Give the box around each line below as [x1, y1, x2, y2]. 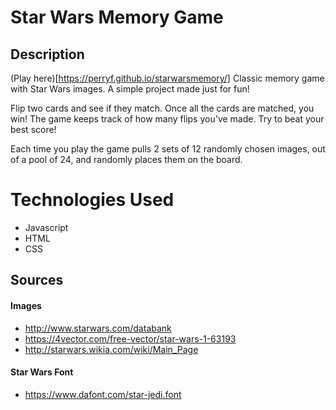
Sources [10, 272, 64, 289]
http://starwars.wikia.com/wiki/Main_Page [24, 343, 199, 355]
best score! [10, 124, 57, 135]
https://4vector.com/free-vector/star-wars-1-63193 [24, 332, 237, 345]
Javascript [24, 221, 69, 233]
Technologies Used [10, 189, 175, 211]
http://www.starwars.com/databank [24, 322, 172, 334]
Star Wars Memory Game [10, 6, 224, 29]
